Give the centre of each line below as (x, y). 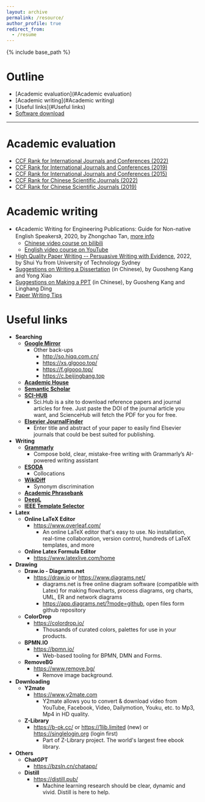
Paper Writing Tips (38, 295)
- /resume (24, 35)
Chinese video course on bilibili (64, 243)
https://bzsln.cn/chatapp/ (65, 766)
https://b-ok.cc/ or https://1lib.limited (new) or (91, 727)
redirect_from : (26, 29)
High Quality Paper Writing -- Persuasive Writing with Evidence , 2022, (103, 256)
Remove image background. (78, 675)
